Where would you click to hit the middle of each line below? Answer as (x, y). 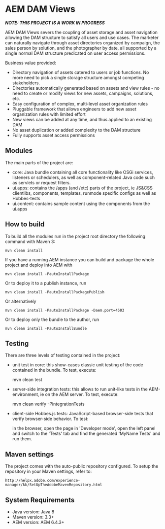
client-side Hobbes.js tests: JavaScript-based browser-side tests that (83, 414)
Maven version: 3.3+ (33, 517)
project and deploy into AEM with (39, 265)
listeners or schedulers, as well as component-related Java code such (83, 177)
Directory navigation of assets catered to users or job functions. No (81, 72)
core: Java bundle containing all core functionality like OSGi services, (83, 172)
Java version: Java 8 (33, 512)
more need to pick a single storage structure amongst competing (78, 77)
